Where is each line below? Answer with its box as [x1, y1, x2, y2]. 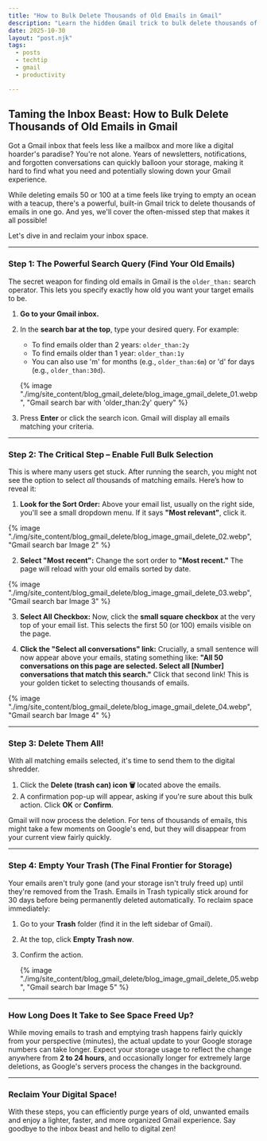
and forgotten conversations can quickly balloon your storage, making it [8, 158, 244, 167]
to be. [8, 293, 28, 303]
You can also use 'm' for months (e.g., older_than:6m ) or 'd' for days [31, 356, 255, 367]
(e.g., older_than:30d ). [31, 365, 106, 374]
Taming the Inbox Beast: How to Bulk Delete [8, 108, 229, 121]
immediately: [8, 904, 50, 913]
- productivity [15, 71, 66, 79]
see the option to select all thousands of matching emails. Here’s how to [8, 476, 244, 485]
